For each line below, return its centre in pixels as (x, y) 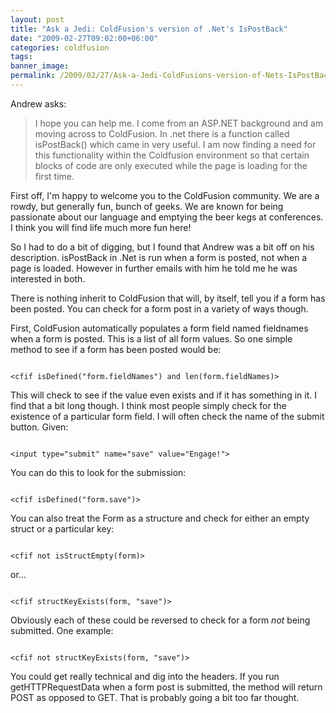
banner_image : (40, 66)
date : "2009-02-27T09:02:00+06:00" (84, 38)
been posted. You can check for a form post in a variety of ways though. (159, 308)
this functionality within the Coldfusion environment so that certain (172, 155)
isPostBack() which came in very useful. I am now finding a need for (175, 144)
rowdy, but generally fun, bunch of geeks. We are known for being (147, 206)
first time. (54, 176)
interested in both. (48, 278)
